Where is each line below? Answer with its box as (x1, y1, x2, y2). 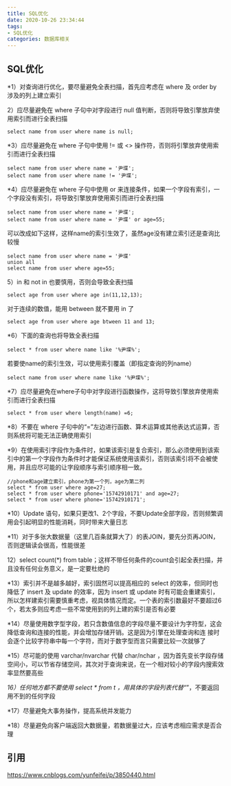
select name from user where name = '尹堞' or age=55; (7, 216, 166, 223)
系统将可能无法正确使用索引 (12, 431, 91, 439)
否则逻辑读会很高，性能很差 (7, 541, 86, 549)
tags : (7, 23, 23, 30)
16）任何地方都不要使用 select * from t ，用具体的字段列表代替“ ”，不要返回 (7, 683, 219, 692)
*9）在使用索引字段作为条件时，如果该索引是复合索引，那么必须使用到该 (7, 445, 214, 454)
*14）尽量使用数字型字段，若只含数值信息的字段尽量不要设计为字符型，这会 (7, 619, 222, 627)
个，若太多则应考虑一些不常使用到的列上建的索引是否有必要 (7, 605, 176, 613)
